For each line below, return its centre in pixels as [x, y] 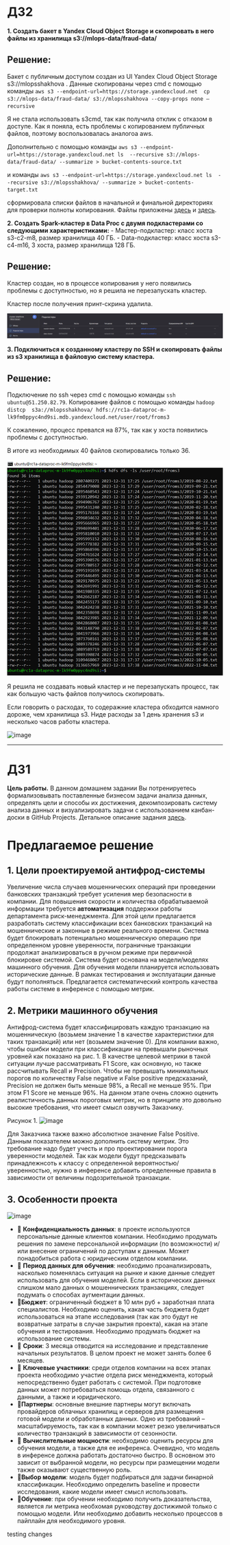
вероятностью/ [157, 1163]
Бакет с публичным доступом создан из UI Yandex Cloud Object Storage [112, 76]
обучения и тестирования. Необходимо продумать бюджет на [108, 1331]
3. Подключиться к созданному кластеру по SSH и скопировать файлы [115, 349]
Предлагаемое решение [80, 845]
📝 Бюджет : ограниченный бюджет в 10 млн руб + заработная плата [116, 1302]
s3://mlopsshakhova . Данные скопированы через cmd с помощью [104, 84]
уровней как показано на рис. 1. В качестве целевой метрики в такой [109, 1056]
